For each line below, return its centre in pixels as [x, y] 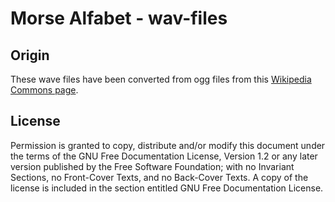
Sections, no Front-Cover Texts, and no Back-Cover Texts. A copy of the [159, 177]
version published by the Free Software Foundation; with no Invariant [152, 166]
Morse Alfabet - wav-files [119, 18]
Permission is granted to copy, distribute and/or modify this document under [168, 145]
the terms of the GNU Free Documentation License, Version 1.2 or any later [164, 156]
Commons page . [44, 90]
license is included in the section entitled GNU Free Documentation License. [167, 188]
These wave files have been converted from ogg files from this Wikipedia [161, 79]
